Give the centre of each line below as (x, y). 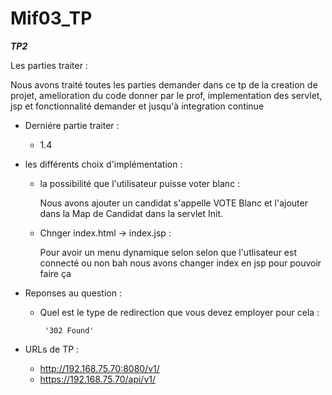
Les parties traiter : (49, 65)
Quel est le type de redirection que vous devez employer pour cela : (179, 312)
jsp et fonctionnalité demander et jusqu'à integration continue (137, 106)
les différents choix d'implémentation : (103, 164)
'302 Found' (69, 330)
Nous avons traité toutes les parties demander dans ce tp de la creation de (164, 84)
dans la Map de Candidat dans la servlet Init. (131, 213)
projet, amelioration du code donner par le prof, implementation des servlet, (166, 95)
